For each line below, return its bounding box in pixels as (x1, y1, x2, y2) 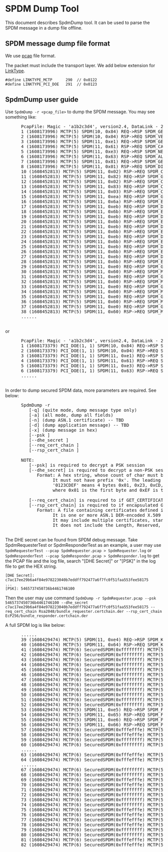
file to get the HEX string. (5, 563, 57, 569)
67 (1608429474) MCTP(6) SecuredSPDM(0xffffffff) (20, 766, 145, 772)
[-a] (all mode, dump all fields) (28, 412, 113, 418)
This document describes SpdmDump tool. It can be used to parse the (5, 20, 150, 26)
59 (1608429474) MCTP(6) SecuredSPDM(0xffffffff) (20, 736, 145, 742)
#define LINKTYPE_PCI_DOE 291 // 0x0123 (5, 82, 97, 87)
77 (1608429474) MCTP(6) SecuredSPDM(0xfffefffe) (20, 816, 145, 822)
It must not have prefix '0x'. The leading (52, 477, 161, 483)
